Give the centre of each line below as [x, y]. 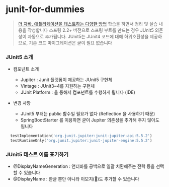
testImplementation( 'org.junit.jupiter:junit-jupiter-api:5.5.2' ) [81, 136]
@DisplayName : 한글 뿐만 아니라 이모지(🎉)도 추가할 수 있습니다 [76, 179]
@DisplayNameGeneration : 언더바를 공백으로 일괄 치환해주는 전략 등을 [84, 166]
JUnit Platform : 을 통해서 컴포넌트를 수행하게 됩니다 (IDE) [78, 92]
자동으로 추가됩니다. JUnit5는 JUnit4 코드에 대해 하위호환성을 [88, 36]
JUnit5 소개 [19, 57]
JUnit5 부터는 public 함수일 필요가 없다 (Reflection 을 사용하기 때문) [88, 114]
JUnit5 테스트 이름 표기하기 [37, 154]
